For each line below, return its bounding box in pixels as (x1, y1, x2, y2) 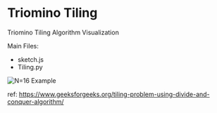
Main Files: (7, 41, 39, 50)
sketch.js (17, 55, 44, 64)
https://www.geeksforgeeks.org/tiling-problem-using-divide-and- (18, 90, 210, 98)
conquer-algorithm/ (7, 97, 65, 106)
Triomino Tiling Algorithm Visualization (7, 28, 120, 36)
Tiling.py (17, 62, 44, 71)
